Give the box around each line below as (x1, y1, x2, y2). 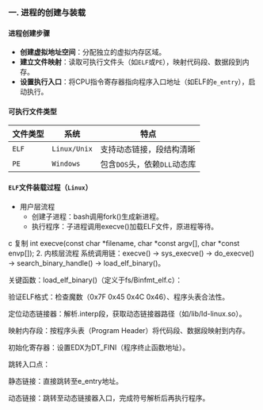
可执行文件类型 (8, 106, 57, 116)
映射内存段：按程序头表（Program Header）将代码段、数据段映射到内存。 (8, 325, 250, 335)
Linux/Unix (51, 144, 93, 154)
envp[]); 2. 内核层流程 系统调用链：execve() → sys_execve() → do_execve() (8, 248, 255, 258)
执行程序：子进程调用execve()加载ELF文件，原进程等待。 (31, 221, 219, 231)
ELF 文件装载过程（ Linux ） (8, 182, 93, 192)
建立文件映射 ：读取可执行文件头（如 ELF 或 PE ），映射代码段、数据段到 (19, 57, 243, 67)
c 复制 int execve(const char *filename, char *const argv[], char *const (8, 238, 240, 247)
